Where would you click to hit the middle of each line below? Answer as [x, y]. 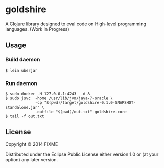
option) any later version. [31, 159]
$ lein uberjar [21, 70]
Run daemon [21, 83]
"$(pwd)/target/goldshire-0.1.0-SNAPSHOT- [90, 103]
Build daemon [23, 60]
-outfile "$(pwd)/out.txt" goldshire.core [81, 112]
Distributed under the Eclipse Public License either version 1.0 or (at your [82, 154]
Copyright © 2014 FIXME [32, 144]
